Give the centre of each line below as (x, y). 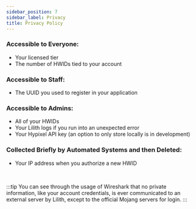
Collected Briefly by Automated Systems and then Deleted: (94, 150)
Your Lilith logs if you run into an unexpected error (77, 128)
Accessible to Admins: (40, 108)
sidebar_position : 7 (32, 12)
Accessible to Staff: (35, 79)
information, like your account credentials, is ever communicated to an (93, 193)
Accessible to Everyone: (43, 44)
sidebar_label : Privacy (36, 18)
